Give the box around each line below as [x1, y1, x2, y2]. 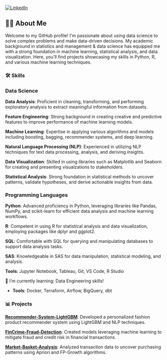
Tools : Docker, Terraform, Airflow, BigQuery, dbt [12, 288, 112, 294]
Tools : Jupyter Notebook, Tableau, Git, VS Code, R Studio [5, 268, 124, 274]
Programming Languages [5, 191, 68, 198]
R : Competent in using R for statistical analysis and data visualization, [5, 223, 148, 229]
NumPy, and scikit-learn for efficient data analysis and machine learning [5, 208, 154, 214]
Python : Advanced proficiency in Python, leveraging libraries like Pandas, [5, 203, 157, 209]
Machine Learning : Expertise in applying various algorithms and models [5, 129, 154, 135]
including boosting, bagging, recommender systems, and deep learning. [5, 134, 154, 140]
